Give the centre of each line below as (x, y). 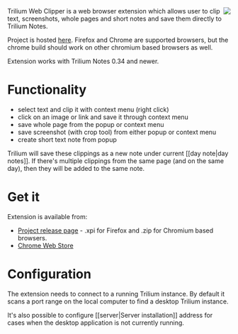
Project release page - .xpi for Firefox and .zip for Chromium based (115, 230)
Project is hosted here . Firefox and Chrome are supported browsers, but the (118, 40)
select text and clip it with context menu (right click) (93, 109)
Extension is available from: (47, 216)
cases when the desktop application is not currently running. (96, 323)
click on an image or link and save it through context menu (103, 117)
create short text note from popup (67, 139)
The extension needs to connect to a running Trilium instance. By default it (116, 294)
